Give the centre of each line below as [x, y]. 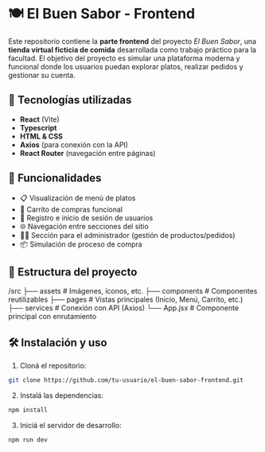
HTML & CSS [41, 136]
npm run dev [28, 440]
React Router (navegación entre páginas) [88, 153]
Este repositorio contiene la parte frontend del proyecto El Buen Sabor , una [132, 41]
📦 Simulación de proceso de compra [81, 244]
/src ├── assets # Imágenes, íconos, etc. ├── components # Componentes [133, 291]
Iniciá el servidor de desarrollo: [70, 425]
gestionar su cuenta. [42, 75]
